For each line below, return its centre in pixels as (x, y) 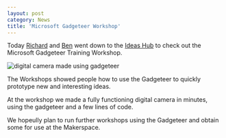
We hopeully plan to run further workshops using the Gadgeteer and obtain (113, 120)
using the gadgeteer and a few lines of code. (70, 107)
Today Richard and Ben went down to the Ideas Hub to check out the (104, 46)
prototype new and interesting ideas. (59, 87)
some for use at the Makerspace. (54, 128)
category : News (29, 20)
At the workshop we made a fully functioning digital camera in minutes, (107, 100)
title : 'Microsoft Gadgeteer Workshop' (64, 26)
